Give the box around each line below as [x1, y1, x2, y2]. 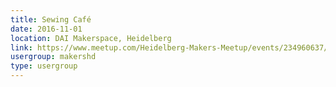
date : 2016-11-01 [10, 24, 83, 34]
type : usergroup [10, 61, 78, 71]
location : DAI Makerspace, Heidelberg [10, 33, 172, 43]
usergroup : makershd [10, 52, 97, 62]
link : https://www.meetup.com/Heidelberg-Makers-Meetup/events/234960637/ [10, 42, 329, 53]
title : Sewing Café [10, 14, 92, 25]
